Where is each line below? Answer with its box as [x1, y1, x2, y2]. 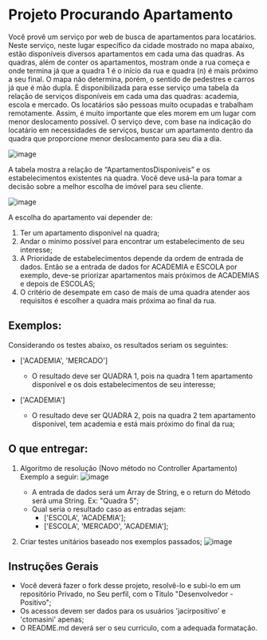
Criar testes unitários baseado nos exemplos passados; [19, 536, 202, 546]
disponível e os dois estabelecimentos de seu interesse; [31, 379, 216, 389]
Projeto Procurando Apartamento [8, 6, 234, 24]
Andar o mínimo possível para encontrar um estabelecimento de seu [19, 236, 245, 246]
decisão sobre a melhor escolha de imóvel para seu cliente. [8, 181, 203, 191]
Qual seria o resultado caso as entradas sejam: [31, 504, 187, 514]
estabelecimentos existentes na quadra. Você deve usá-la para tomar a [8, 173, 242, 183]
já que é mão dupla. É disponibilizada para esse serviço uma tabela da [8, 82, 239, 93]
